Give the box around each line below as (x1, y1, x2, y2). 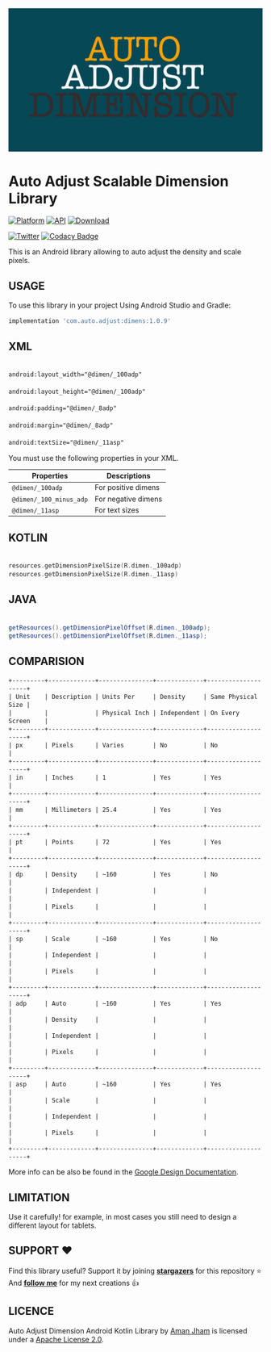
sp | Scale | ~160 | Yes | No (15, 936, 219, 944)
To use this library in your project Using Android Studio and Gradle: (8, 300, 231, 310)
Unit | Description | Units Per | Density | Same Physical (15, 693, 258, 701)
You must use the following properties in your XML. (8, 453, 179, 463)
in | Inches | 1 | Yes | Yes (15, 774, 222, 782)
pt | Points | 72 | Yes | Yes (15, 839, 222, 847)
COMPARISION (8, 654, 85, 668)
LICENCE (8, 1304, 55, 1318)
